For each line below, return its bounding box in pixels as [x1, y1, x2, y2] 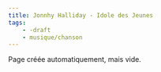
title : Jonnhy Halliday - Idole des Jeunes [8, 11, 154, 20]
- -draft [22, 26, 51, 34]
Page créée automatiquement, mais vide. [8, 55, 142, 64]
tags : [8, 19, 26, 27]
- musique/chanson [22, 33, 83, 41]
